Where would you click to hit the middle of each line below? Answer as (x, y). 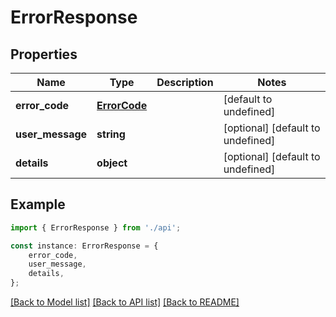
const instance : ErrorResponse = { (84, 246)
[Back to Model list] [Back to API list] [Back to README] (125, 302)
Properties (44, 54)
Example (38, 204)
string (111, 134)
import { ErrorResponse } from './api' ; (96, 227)
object (112, 163)
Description (185, 82)
